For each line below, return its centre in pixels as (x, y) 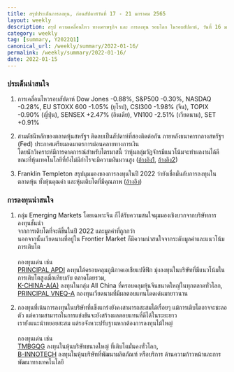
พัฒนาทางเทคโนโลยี (41, 362)
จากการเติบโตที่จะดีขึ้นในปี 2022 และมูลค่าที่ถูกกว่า (76, 231)
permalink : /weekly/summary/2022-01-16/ (67, 53)
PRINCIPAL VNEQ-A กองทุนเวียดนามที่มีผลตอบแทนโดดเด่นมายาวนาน (103, 294)
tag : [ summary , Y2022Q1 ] (43, 40)
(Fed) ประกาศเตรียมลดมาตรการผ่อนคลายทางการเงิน (78, 144)
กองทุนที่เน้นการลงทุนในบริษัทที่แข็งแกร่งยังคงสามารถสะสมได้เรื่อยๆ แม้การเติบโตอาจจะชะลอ (122, 308)
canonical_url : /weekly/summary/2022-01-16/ (73, 46)
